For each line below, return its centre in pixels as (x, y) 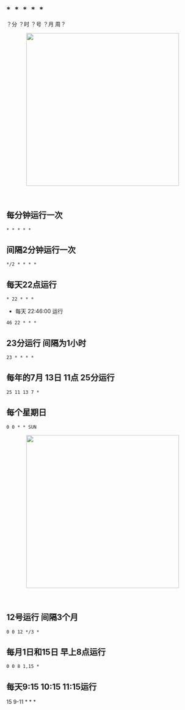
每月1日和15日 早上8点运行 (56, 652)
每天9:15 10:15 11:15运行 (52, 686)
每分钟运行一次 (34, 216)
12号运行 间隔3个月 (42, 617)
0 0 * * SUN (21, 427)
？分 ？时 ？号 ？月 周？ (36, 24)
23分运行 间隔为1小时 (46, 343)
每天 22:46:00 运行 (39, 311)
